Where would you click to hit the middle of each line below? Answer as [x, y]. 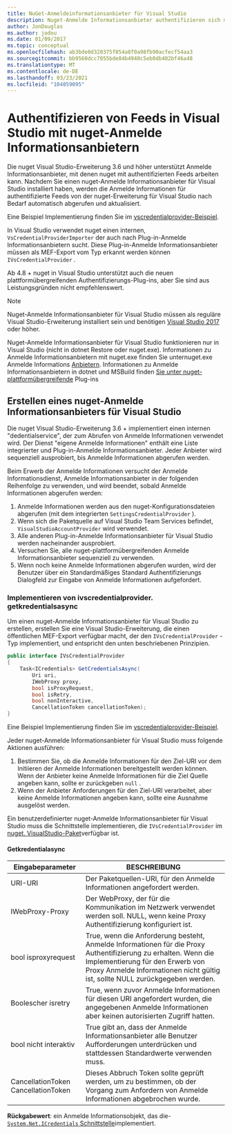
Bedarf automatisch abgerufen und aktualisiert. [74, 204]
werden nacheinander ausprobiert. [66, 543]
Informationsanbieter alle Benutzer [142, 1036]
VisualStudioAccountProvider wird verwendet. [83, 528]
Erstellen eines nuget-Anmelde [75, 401]
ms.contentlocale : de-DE [43, 71]
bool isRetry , [52, 695]
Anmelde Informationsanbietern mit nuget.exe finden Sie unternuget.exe [110, 357]
